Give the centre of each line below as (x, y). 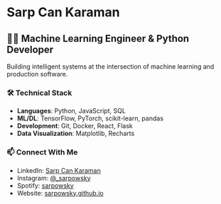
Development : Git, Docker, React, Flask (75, 126)
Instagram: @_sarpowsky (54, 178)
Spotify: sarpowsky (45, 186)
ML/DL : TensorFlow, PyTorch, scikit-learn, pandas (90, 118)
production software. (37, 74)
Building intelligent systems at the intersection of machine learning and (110, 67)
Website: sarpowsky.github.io (60, 193)
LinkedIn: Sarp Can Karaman (59, 170)
